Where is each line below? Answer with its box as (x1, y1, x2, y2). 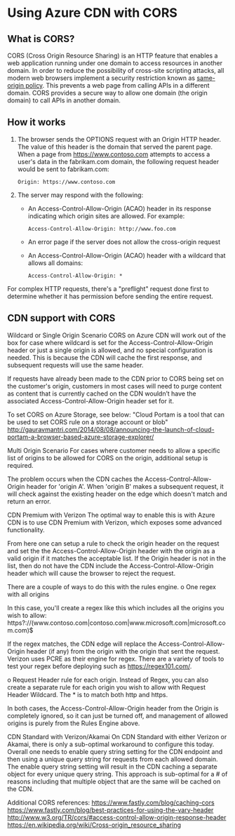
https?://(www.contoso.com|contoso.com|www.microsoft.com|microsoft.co (7, 619, 226, 627)
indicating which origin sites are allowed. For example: (27, 212, 185, 220)
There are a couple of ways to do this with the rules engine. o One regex (7, 582, 216, 591)
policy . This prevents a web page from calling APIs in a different (25, 81, 210, 89)
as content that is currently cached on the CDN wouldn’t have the (7, 389, 196, 398)
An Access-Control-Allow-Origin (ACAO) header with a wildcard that (27, 251, 226, 259)
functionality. (7, 525, 46, 534)
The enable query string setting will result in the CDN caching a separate (7, 762, 217, 771)
